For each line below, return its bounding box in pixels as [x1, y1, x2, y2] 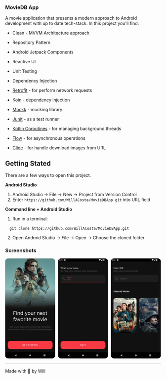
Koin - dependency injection [12, 97, 70, 103]
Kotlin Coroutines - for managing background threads [12, 126, 122, 132]
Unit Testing [12, 68, 37, 74]
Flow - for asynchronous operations [12, 135, 85, 141]
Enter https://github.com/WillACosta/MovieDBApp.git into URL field [12, 197, 151, 203]
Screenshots [5, 247, 37, 254]
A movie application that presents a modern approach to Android [5, 15, 137, 21]
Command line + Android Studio [5, 207, 73, 212]
